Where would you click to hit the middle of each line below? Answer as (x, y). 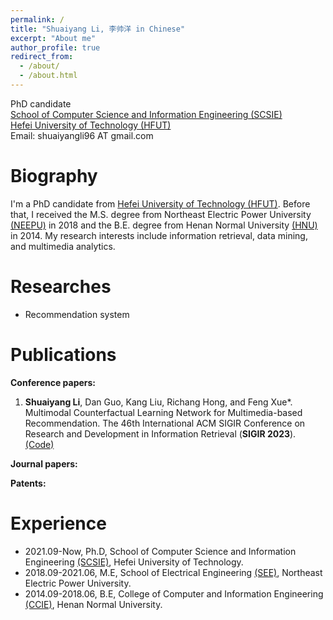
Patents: (28, 483)
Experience (58, 523)
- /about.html (48, 76)
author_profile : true (55, 47)
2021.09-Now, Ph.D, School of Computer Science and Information (160, 551)
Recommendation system (77, 314)
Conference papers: (53, 382)
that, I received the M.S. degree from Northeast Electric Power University (161, 214)
